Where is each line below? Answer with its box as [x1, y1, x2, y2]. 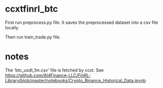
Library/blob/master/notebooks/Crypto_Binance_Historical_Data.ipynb [5, 77, 146, 83]
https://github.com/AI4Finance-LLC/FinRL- [5, 72, 91, 78]
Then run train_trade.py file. [5, 34, 61, 40]
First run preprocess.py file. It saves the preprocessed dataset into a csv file [5, 19, 159, 25]
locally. [5, 24, 20, 30]
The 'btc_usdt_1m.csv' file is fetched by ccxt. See [5, 67, 104, 73]
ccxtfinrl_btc [5, 3, 59, 15]
